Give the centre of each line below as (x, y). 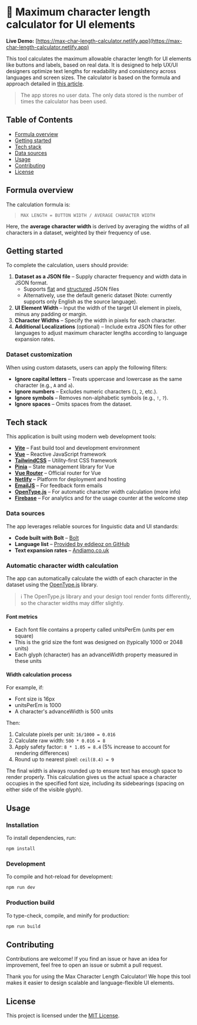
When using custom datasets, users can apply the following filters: (87, 367)
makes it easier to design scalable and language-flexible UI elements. (90, 983)
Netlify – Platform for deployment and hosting (70, 479)
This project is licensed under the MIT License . (63, 1016)
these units (28, 661)
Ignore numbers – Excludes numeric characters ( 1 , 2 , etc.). (86, 391)
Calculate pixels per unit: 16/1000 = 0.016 (65, 734)
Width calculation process (39, 674)
